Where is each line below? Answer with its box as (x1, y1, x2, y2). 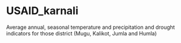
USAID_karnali (6, 4, 79, 18)
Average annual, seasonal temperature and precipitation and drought (6, 24, 175, 31)
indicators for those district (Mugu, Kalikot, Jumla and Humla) (6, 29, 157, 37)
